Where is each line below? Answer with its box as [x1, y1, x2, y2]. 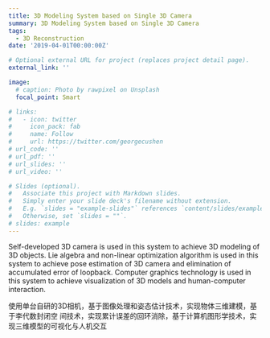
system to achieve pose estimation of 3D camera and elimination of [8, 258, 231, 268]
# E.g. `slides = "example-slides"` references [8, 204, 178, 213]
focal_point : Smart [15, 93, 81, 101]
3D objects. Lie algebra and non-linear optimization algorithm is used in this [8, 250, 259, 260]
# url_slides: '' [8, 160, 67, 168]
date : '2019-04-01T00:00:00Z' [8, 42, 110, 50]
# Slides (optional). [8, 182, 81, 190]
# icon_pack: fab [8, 122, 81, 131]
